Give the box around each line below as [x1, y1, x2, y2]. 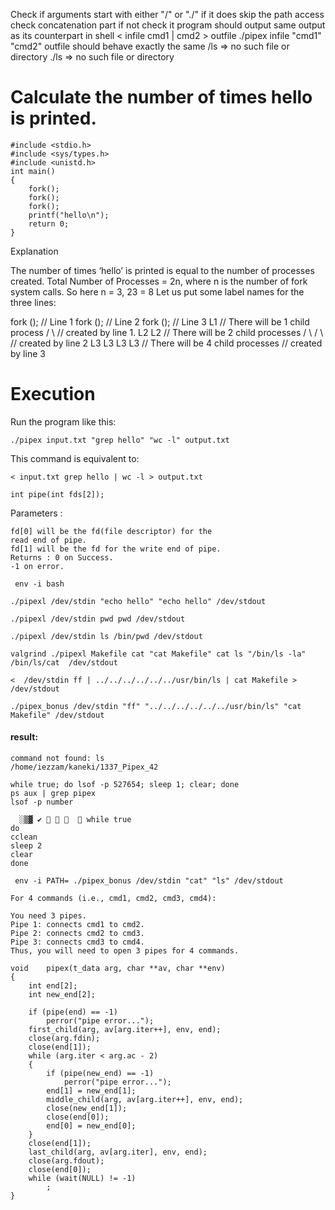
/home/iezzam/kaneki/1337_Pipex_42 [10, 762, 159, 773]
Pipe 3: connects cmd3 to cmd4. [10, 937, 145, 948]
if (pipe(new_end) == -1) [46, 1069, 155, 1079]
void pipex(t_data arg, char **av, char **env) [10, 964, 226, 974]
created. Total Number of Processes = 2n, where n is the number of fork [10, 275, 308, 287]
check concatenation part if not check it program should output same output [10, 19, 326, 31]
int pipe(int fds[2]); [10, 489, 105, 499]
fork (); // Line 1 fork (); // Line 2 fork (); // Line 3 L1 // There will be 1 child [10, 315, 310, 328]
